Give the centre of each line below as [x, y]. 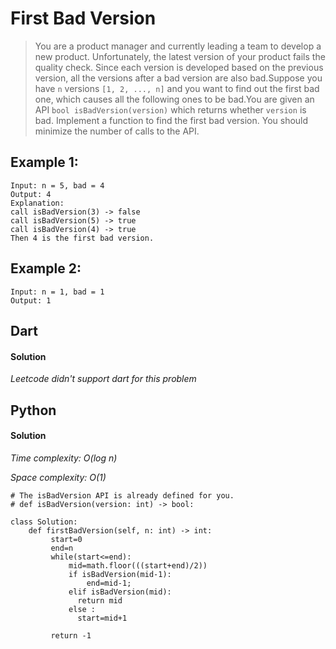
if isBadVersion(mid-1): [120, 574]
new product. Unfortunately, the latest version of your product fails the [180, 56]
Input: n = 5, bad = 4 [57, 185]
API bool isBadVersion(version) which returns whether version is [170, 109]
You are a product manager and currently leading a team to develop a [178, 46]
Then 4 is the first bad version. [82, 238]
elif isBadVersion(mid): [120, 592]
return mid [100, 600]
